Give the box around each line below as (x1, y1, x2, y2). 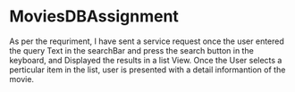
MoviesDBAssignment (9, 6, 179, 27)
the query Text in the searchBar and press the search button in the (9, 45, 255, 55)
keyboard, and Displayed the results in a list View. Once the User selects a (9, 54, 282, 65)
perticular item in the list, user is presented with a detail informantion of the (9, 64, 286, 75)
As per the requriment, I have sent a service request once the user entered (9, 36, 284, 46)
